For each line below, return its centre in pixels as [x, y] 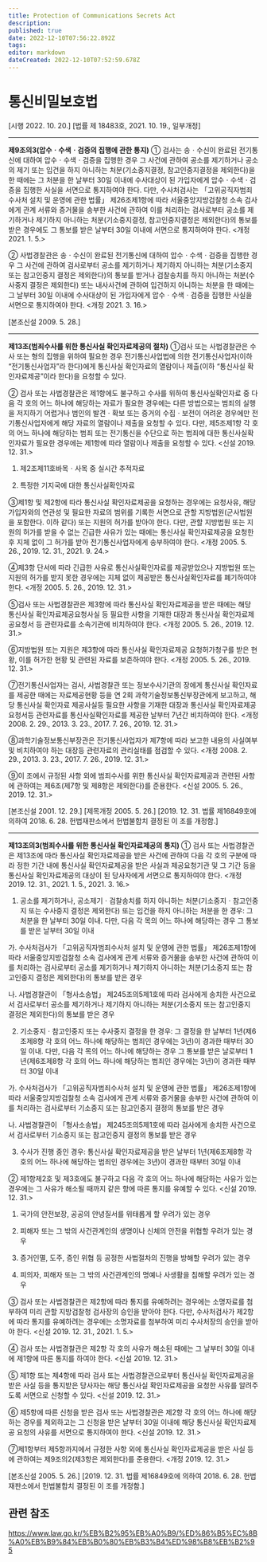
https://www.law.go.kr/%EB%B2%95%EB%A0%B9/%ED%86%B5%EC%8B [133, 1533]
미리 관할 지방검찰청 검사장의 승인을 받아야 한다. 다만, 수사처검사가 [132, 1311]
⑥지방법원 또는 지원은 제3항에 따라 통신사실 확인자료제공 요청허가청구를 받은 [129, 650]
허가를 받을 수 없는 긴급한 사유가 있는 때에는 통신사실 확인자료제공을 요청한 [138, 532]
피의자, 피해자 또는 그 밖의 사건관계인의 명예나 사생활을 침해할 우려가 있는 [133, 1274]
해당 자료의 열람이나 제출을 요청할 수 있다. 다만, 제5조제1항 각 [155, 422]
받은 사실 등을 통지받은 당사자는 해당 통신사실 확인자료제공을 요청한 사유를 [123, 1385]
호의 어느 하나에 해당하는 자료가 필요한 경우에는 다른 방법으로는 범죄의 [133, 402]
